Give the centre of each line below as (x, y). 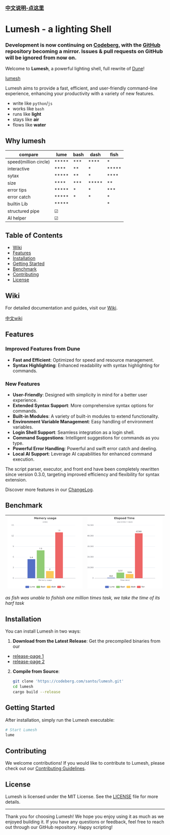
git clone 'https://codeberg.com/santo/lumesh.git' (68, 681)
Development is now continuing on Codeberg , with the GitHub (83, 45)
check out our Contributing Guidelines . (46, 768)
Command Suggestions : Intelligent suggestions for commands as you (86, 438)
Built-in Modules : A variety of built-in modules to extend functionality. (86, 416)
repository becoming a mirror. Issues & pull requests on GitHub (84, 52)
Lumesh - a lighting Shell (58, 29)
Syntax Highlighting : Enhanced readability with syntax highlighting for (86, 365)
